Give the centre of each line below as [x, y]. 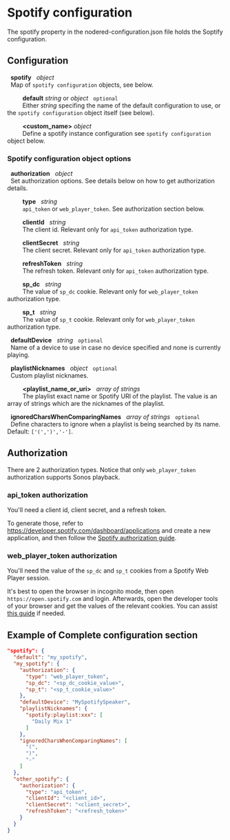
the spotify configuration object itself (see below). [81, 112]
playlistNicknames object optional [64, 368]
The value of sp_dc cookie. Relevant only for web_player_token [110, 291]
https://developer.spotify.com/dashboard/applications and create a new [109, 531]
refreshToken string [53, 264]
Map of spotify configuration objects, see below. [82, 85]
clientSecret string [51, 243]
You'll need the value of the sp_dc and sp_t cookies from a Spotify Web [108, 571]
